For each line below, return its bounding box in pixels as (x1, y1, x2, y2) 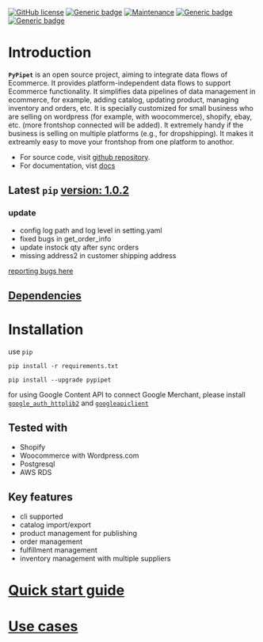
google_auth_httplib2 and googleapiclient (8, 398, 149, 408)
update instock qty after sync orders (19, 242, 139, 252)
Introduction (8, 44, 92, 62)
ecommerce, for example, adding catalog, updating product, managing (8, 95, 239, 104)
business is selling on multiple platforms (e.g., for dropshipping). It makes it (8, 128, 253, 138)
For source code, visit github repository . (19, 152, 151, 161)
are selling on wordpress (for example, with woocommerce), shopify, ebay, (8, 112, 253, 121)
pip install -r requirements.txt (8, 362, 119, 370)
